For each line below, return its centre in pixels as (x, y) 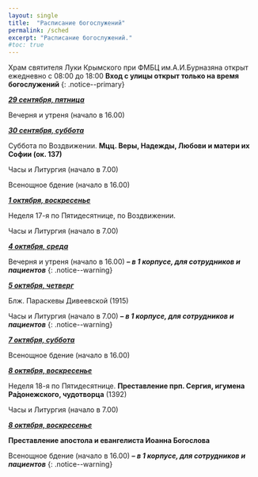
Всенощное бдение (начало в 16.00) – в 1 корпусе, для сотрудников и (127, 456)
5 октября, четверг (41, 285)
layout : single (33, 15)
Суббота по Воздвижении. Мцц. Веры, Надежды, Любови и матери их (129, 146)
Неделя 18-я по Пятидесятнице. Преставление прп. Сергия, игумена (127, 386)
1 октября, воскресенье (49, 200)
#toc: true (26, 45)
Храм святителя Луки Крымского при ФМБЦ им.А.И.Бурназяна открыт (128, 67)
